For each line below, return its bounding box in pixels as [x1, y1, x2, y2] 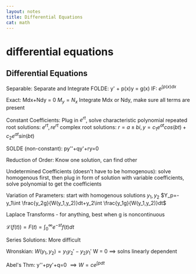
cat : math [6, 19, 31, 25]
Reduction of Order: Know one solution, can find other [6, 157, 137, 164]
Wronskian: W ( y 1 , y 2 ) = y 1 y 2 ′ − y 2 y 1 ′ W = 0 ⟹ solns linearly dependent [6, 247, 178, 256]
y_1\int [6, 200, 21, 207]
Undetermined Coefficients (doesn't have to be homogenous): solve [6, 168, 171, 175]
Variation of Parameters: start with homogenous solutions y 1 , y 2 [6, 192, 160, 200]
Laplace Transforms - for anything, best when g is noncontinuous [6, 211, 165, 218]
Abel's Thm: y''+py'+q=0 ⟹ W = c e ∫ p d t [6, 260, 105, 269]
